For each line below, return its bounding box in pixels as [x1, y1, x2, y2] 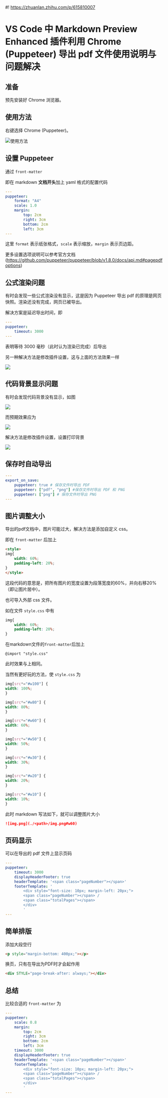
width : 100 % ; [5, 686, 33, 691]
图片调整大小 [5, 512, 45, 520]
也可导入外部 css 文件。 [5, 596, 55, 603]
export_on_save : [5, 478, 39, 483]
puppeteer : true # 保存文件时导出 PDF [14, 482, 90, 488]
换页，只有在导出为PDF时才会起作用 [5, 961, 80, 967]
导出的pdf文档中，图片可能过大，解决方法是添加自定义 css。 [5, 526, 131, 532]
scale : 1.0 [14, 203, 37, 208]
